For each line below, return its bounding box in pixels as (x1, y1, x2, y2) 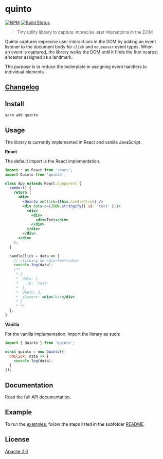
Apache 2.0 (5, 448, 28, 454)
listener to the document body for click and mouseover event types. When (5, 44, 153, 49)
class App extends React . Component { (5, 181, 82, 186)
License (5, 436, 30, 444)
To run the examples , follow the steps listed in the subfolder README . (5, 421, 145, 427)
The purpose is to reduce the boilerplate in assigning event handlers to (5, 64, 147, 69)
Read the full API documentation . (5, 394, 72, 400)
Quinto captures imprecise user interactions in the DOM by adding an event (5, 38, 156, 45)
